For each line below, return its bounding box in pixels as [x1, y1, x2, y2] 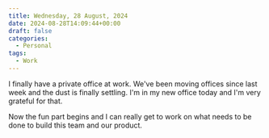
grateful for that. [8, 96, 63, 106]
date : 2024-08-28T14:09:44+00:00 [8, 19, 121, 27]
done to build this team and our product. [8, 120, 143, 130]
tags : [8, 49, 27, 57]
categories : [8, 34, 48, 43]
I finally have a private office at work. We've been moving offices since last [8, 78, 258, 89]
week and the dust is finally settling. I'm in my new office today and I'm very [8, 87, 261, 97]
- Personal [15, 42, 53, 50]
